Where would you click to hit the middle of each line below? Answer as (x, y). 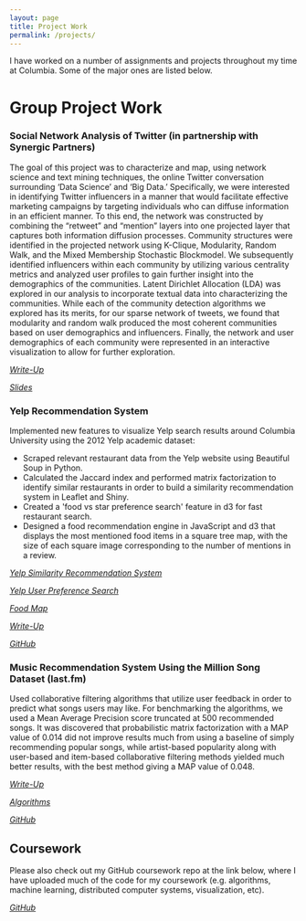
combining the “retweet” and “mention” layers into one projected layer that (150, 226)
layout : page (34, 18)
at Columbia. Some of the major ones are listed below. (111, 70)
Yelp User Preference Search (64, 591)
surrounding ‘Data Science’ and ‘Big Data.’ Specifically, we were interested (150, 186)
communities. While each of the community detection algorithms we (138, 303)
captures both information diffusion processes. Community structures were (151, 235)
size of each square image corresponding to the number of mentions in (157, 545)
